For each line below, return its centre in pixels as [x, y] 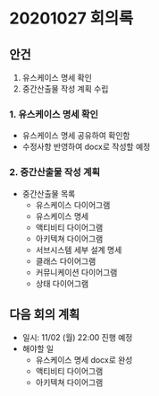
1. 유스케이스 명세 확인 [54, 114]
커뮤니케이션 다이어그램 [76, 272]
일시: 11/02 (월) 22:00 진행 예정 [77, 338]
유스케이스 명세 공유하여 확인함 [76, 136]
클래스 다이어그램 [66, 260]
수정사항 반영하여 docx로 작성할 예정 [86, 147]
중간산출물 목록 [49, 193]
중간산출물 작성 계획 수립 [65, 89]
